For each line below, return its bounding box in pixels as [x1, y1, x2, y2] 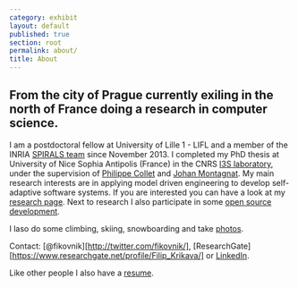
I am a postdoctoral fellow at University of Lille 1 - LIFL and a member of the [9, 139, 288, 150]
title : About [9, 55, 58, 63]
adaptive [9, 187, 42, 198]
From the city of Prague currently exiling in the [9, 88, 274, 103]
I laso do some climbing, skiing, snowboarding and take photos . [9, 223, 244, 233]
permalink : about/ [9, 46, 78, 55]
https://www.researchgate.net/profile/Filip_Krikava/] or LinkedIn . [12, 249, 250, 260]
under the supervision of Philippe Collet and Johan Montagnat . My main [9, 167, 275, 179]
